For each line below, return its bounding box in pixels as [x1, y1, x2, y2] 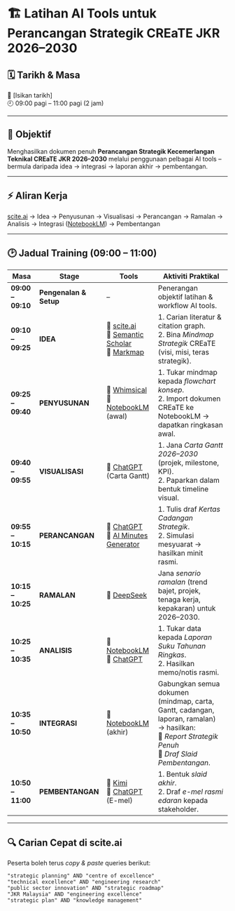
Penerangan [157, 284, 198, 293]
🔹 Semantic [106, 330, 144, 340]
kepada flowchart [157, 376, 216, 386]
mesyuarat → [157, 540, 201, 550]
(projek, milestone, [157, 458, 220, 467]
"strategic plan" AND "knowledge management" [7, 897, 142, 904]
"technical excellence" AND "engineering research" [7, 879, 161, 886]
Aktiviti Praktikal [163, 272, 220, 281]
